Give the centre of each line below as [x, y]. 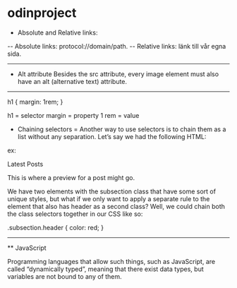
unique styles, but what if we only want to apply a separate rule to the [109, 198]
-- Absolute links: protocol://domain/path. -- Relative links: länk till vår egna [117, 46]
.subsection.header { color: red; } [56, 227]
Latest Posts [25, 164]
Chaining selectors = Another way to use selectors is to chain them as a [122, 129]
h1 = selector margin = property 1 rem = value [73, 115]
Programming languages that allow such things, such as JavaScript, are [111, 261]
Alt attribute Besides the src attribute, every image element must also [118, 74]
